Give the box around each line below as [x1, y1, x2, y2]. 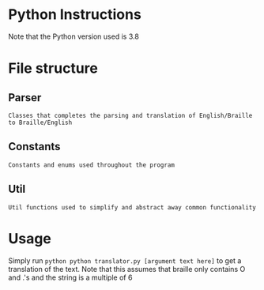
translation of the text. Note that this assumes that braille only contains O [8, 264, 246, 273]
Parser [8, 91, 42, 104]
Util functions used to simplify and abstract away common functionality [8, 203, 257, 211]
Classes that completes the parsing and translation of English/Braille [8, 111, 253, 119]
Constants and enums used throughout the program [8, 160, 175, 169]
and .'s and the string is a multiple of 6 [8, 273, 133, 282]
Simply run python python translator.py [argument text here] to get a [8, 255, 242, 266]
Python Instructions [8, 6, 142, 24]
